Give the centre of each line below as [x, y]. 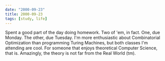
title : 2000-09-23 [24, 14]
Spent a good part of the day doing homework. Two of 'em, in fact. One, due [82, 33]
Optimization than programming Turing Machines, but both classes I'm [77, 43]
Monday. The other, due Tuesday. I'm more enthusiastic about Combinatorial [83, 38]
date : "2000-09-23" [25, 10]
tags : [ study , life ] [26, 19]
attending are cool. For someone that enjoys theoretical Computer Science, [81, 48]
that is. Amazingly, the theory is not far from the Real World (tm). [71, 53]
